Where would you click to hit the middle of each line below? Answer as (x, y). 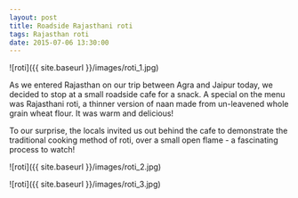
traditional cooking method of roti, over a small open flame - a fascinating (144, 140)
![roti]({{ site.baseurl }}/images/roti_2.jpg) (85, 167)
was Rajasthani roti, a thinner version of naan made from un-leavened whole (149, 104)
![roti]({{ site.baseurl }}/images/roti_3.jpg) (85, 185)
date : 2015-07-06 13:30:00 (59, 42)
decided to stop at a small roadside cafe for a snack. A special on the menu (147, 95)
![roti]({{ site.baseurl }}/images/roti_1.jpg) (84, 68)
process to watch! (42, 150)
